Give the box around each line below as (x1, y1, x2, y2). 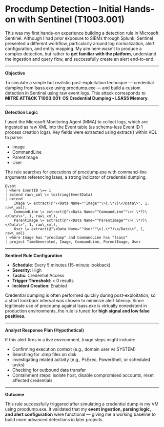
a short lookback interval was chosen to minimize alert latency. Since (5, 297, 144, 303)
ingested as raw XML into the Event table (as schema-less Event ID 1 (5, 124, 143, 130)
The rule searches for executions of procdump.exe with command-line (5, 169, 147, 175)
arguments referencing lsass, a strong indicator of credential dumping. (5, 174, 147, 180)
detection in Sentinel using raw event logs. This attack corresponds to (5, 90, 146, 96)
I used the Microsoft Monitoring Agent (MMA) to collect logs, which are (5, 119, 148, 124)
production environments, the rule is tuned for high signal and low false (5, 308, 150, 314)
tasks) (12, 361, 25, 368)
